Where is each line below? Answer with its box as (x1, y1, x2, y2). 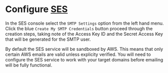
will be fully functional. (5, 62, 53, 68)
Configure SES (5, 4, 68, 15)
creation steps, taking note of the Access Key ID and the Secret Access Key (5, 31, 163, 37)
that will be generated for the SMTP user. (5, 36, 91, 42)
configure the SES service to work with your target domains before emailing (5, 56, 163, 62)
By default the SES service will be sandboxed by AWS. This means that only (5, 46, 163, 52)
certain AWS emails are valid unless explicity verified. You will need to (5, 51, 151, 57)
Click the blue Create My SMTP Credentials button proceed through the (5, 25, 153, 31)
